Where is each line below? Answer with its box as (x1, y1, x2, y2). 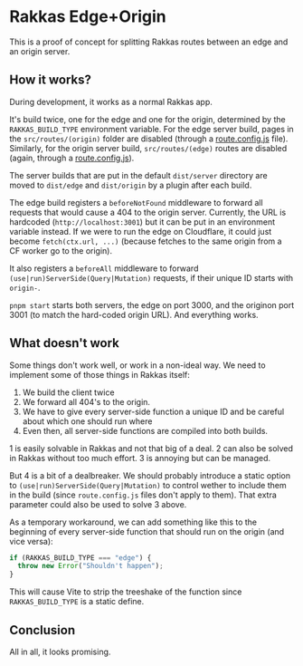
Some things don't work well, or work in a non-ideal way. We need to (9, 360, 266, 371)
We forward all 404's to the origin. (22, 396, 151, 407)
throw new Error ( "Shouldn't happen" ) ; (17, 562, 165, 571)
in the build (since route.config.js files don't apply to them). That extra (9, 489, 278, 500)
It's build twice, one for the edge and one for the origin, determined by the (9, 113, 287, 124)
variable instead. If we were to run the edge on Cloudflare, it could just (9, 226, 272, 236)
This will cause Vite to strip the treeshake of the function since (9, 586, 242, 597)
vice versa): (9, 536, 53, 546)
